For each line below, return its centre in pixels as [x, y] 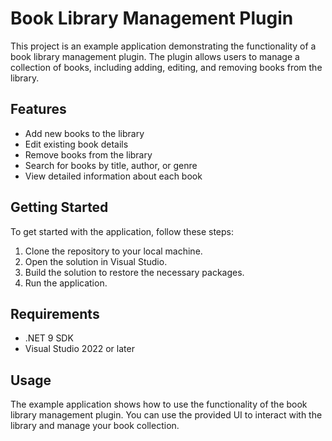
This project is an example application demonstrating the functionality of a [163, 46]
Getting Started [59, 207]
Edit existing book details [76, 144]
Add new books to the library [84, 133]
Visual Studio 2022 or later [79, 349]
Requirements [55, 313]
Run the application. [66, 283]
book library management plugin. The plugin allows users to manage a [155, 56]
